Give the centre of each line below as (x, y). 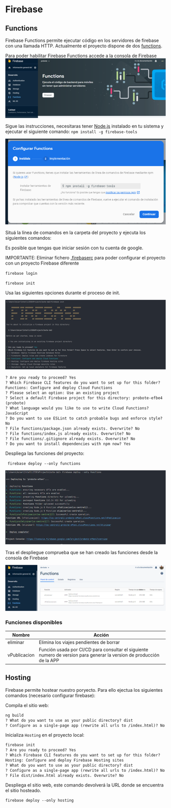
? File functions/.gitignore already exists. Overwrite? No (70, 439)
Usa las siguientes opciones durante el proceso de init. (63, 293)
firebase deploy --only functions (44, 464)
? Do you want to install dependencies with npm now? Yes (68, 444)
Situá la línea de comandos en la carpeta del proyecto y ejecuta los (76, 232)
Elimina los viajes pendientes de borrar (79, 642)
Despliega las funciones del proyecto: (45, 453)
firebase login (21, 273)
